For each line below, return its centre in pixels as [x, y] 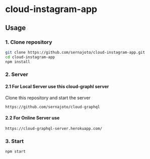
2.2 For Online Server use [32, 118]
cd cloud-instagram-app [30, 57]
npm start [16, 151]
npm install [18, 62]
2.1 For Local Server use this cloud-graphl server [57, 87]
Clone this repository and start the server [48, 98]
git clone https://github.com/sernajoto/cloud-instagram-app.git [75, 52]
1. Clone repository [29, 42]
